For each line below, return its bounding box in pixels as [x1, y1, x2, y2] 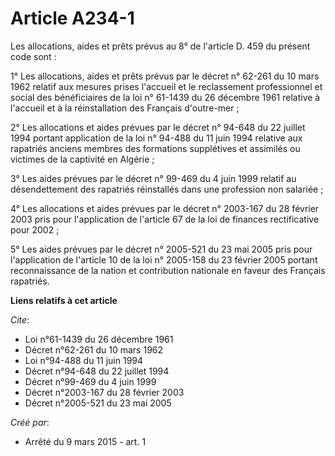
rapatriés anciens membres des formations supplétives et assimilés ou [10, 142, 301, 154]
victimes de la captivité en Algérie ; [10, 153, 155, 165]
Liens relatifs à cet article [10, 294, 118, 306]
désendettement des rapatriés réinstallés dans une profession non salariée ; [10, 183, 324, 195]
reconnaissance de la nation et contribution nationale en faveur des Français [10, 264, 326, 276]
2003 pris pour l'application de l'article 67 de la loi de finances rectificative [10, 213, 320, 225]
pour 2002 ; [10, 223, 60, 236]
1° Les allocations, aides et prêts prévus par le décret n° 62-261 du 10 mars [10, 70, 320, 82]
